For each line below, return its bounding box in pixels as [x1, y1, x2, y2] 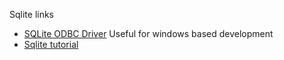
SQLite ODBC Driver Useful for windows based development [23, 28, 274, 39]
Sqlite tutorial [23, 39, 79, 50]
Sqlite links [9, 9, 55, 20]
